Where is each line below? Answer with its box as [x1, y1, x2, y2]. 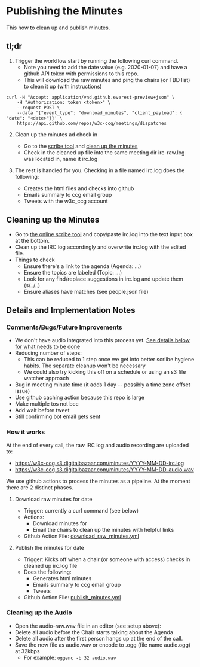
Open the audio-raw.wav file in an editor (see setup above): [14, 622, 161, 629]
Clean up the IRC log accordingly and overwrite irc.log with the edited [14, 243, 186, 251]
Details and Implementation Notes [6, 305, 136, 315]
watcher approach [23, 375, 69, 382]
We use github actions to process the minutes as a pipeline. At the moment [6, 477, 190, 485]
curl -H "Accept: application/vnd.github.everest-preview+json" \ [6, 94, 175, 100]
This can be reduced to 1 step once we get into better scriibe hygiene [23, 356, 195, 363]
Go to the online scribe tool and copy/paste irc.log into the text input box [14, 230, 193, 237]
